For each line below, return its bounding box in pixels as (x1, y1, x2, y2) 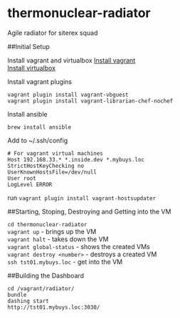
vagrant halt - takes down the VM (7, 235, 109, 243)
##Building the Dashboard (7, 271, 84, 280)
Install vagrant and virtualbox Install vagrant (7, 55, 136, 65)
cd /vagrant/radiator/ (7, 285, 75, 292)
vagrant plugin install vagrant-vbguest (7, 91, 129, 98)
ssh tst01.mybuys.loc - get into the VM (7, 258, 123, 266)
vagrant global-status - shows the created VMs (7, 242, 151, 250)
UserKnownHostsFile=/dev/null (7, 169, 97, 176)
